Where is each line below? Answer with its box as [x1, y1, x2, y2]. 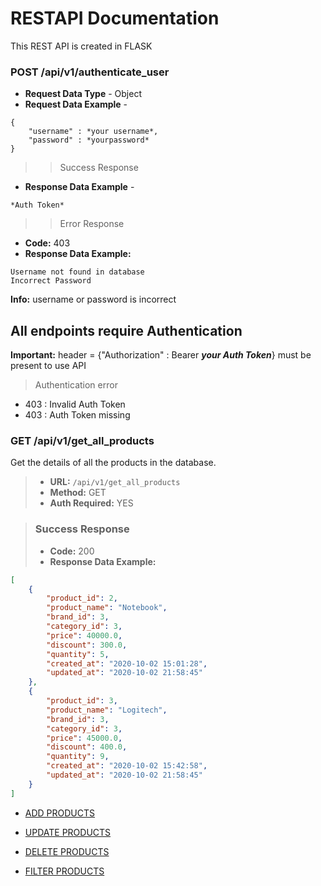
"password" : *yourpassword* [28, 135, 150, 146]
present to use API [10, 360, 87, 372]
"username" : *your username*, [28, 127, 159, 137]
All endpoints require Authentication [10, 322, 243, 339]
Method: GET [49, 487, 107, 499]
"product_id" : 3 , [46, 696, 118, 706]
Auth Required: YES [49, 497, 134, 509]
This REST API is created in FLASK [10, 40, 153, 52]
